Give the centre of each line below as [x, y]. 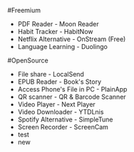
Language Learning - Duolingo [63, 47]
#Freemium [24, 10]
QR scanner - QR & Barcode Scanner [72, 97]
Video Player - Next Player [57, 104]
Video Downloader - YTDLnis [61, 112]
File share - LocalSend [51, 74]
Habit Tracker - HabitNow [55, 32]
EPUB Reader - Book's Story [60, 82]
